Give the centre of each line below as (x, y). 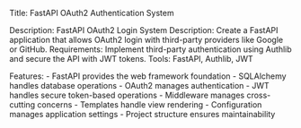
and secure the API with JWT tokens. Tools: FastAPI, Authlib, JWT (131, 59)
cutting (22, 105)
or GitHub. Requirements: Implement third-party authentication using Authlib (150, 49)
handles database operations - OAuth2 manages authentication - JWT (139, 85)
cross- (259, 95)
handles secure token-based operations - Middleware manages (127, 95)
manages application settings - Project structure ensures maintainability (142, 114)
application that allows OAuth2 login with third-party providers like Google (146, 40)
